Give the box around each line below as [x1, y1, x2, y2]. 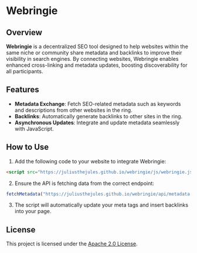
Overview [6, 28, 43, 37]
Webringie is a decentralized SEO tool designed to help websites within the [6, 43, 189, 50]
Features [6, 85, 39, 95]
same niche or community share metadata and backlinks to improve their [6, 49, 182, 56]
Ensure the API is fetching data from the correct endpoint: [14, 180, 154, 187]
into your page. [14, 208, 52, 215]
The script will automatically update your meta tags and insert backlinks [14, 201, 189, 208]
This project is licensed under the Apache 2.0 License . [6, 240, 138, 247]
